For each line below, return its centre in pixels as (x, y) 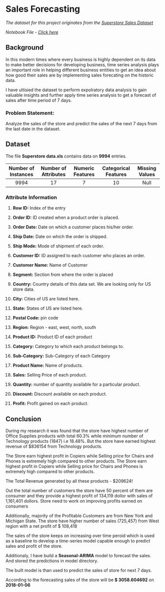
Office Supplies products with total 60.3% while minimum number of (74, 436)
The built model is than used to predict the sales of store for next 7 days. (79, 570)
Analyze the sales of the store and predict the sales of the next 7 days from (81, 124)
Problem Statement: (30, 113)
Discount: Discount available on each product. (60, 394)
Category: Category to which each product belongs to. (68, 347)
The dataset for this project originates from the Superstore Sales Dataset (79, 23)
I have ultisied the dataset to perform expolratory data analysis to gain (76, 90)
